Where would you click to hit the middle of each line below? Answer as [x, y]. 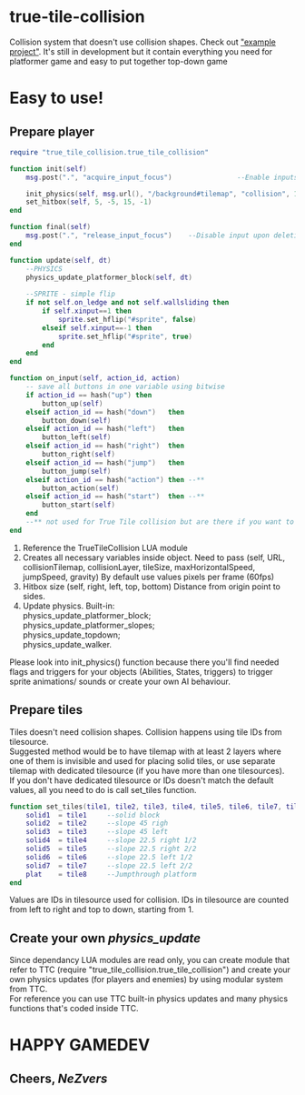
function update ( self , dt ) [60, 260]
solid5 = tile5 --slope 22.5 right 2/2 [111, 849]
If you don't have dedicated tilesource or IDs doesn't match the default [142, 780]
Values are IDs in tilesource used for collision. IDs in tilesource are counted [149, 900]
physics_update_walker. [67, 644]
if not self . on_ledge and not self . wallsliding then [128, 303]
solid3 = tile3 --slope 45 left [97, 832]
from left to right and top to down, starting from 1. [102, 909]
